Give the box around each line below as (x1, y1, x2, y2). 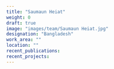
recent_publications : (6, 48, 61, 54)
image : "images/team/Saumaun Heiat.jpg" (6, 25, 109, 32)
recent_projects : (6, 53, 50, 59)
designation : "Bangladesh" (6, 31, 74, 37)
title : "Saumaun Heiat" (6, 8, 66, 15)
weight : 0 (6, 14, 31, 20)
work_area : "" (6, 37, 42, 43)
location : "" (6, 43, 39, 49)
